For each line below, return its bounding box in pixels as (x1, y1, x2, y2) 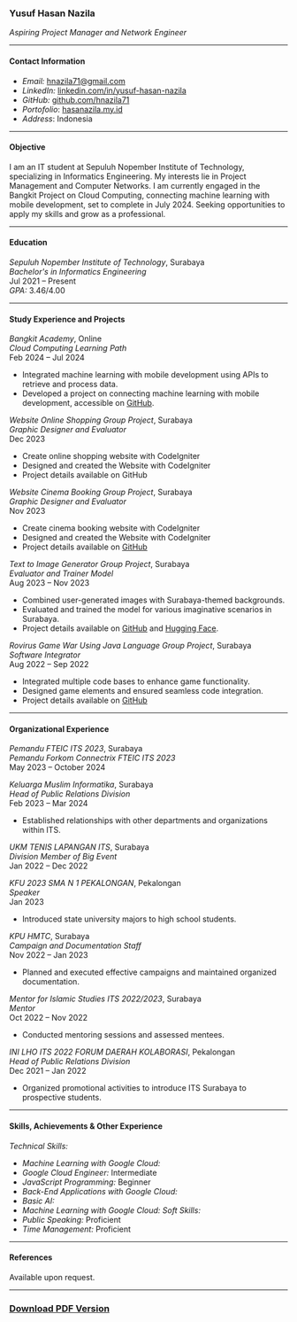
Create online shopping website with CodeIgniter (21, 451, 201, 462)
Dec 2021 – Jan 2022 (9, 1066, 87, 1077)
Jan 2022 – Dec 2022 (9, 860, 88, 871)
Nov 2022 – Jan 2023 (9, 950, 88, 960)
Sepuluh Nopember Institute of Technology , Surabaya (9, 256, 205, 268)
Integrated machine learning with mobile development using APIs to (21, 369, 269, 380)
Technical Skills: (9, 1140, 69, 1151)
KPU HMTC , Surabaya (9, 931, 90, 942)
